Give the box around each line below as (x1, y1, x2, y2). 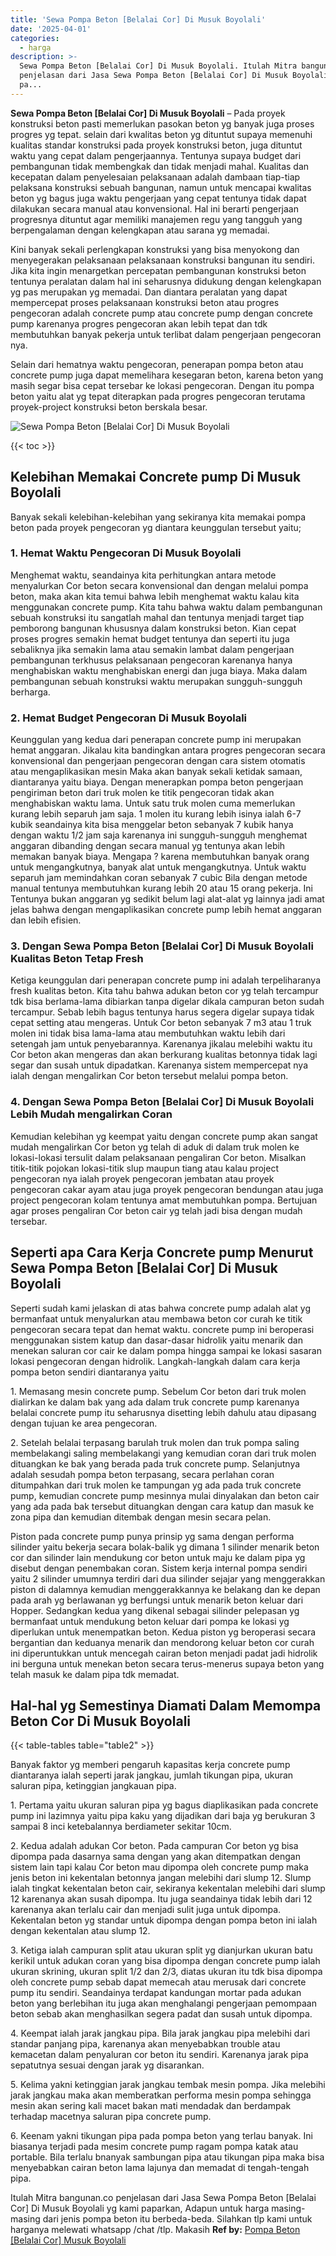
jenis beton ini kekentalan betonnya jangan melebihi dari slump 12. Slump (10, 1872, 312, 1884)
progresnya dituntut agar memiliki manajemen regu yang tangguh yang (10, 213, 303, 225)
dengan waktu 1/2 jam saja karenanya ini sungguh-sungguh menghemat (10, 829, 308, 841)
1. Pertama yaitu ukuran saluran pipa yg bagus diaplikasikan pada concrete (10, 1799, 319, 1811)
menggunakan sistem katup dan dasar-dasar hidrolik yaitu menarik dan (10, 1334, 303, 1346)
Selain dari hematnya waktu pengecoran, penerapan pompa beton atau (10, 358, 304, 370)
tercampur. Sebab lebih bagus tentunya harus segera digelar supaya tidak (10, 1006, 315, 1018)
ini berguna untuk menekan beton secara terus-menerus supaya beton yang (10, 1657, 325, 1670)
